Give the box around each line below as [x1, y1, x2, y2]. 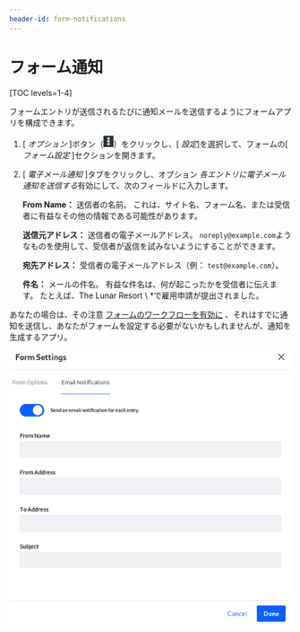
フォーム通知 [9, 57, 104, 77]
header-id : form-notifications [9, 14, 126, 23]
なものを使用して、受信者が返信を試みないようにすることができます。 [21, 241, 280, 251]
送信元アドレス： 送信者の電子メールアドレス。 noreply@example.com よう [21, 229, 292, 240]
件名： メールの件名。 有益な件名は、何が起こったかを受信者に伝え [21, 278, 270, 289]
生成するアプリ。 [9, 331, 73, 342]
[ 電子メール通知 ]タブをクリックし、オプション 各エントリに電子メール [21, 169, 287, 180]
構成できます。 [24, 117, 80, 127]
